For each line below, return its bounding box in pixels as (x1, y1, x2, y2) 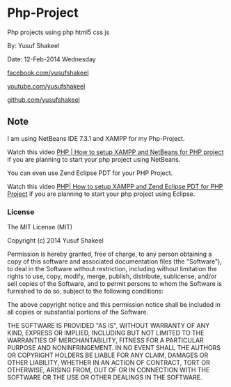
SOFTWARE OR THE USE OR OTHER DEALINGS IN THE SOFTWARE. (7, 373, 202, 381)
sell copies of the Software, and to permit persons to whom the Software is (7, 280, 223, 288)
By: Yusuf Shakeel (7, 41, 60, 50)
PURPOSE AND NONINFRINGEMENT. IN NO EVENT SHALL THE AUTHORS (7, 344, 221, 352)
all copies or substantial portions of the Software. (7, 308, 148, 317)
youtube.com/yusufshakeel (7, 82, 86, 90)
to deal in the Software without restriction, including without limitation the (7, 265, 217, 273)
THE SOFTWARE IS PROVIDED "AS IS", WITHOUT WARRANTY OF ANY (7, 321, 210, 330)
